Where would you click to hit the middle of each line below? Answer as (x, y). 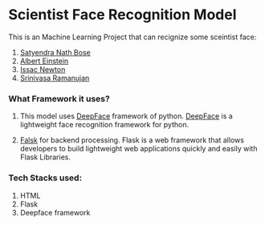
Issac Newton (43, 69)
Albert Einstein (44, 61)
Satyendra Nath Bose (55, 52)
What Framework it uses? (59, 98)
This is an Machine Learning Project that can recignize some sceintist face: (132, 37)
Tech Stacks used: (45, 178)
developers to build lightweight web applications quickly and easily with (139, 149)
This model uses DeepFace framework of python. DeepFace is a (126, 116)
